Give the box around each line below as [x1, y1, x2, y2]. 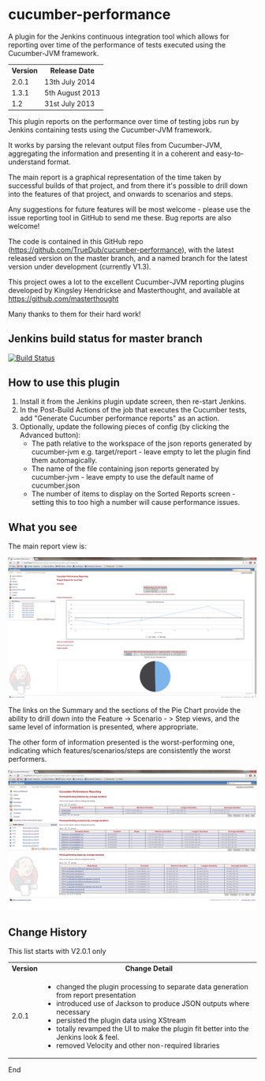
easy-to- [215, 149, 244, 158]
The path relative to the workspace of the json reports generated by [31, 439, 252, 448]
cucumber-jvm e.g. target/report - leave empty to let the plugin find [31, 447, 251, 457]
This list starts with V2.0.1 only [8, 946, 106, 955]
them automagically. [31, 456, 98, 465]
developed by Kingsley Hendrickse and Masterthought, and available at [8, 285, 241, 295]
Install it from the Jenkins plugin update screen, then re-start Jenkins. [19, 397, 247, 406]
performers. [8, 754, 47, 763]
